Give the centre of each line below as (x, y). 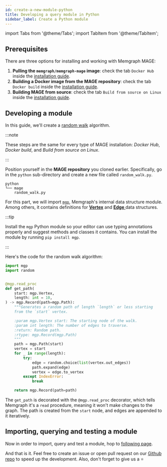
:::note (12, 135)
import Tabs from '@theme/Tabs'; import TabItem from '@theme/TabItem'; (82, 34)
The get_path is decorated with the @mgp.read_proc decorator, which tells (80, 400)
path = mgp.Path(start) (39, 344)
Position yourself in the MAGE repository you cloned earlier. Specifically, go (84, 169)
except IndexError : (43, 377)
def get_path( (20, 288)
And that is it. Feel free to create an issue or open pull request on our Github (83, 453)
